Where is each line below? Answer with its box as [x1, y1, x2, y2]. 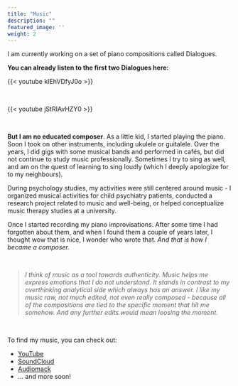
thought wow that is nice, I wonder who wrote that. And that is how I [7, 235, 207, 244]
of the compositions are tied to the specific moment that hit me [24, 301, 210, 309]
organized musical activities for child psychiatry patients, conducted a [7, 191, 213, 200]
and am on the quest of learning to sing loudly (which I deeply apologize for [7, 163, 229, 171]
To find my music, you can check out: [7, 336, 117, 345]
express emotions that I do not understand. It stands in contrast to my [24, 278, 230, 286]
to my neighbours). [7, 170, 63, 178]
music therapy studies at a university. [7, 207, 117, 215]
